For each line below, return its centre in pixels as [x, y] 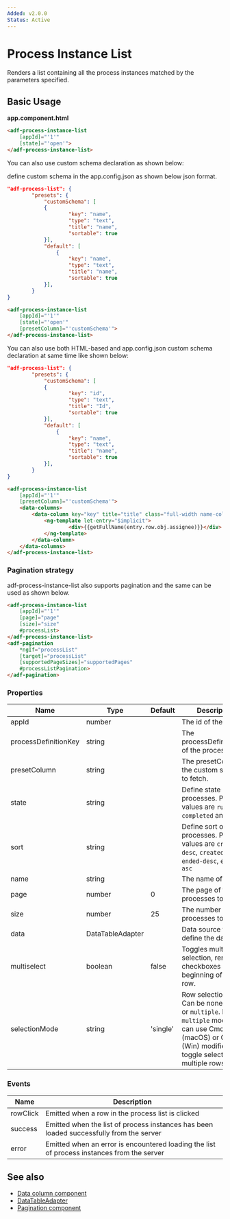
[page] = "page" [39, 618]
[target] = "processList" [53, 656]
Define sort [200, 827]
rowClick [25, 1113]
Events [19, 1084]
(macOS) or [201, 1038]
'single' [162, 1029]
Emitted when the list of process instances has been [129, 1124]
